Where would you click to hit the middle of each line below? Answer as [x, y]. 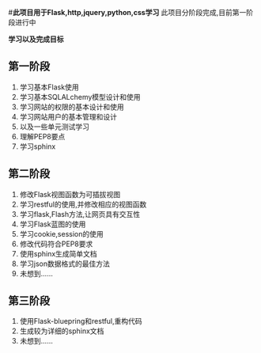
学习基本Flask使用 [49, 87]
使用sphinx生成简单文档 [58, 253]
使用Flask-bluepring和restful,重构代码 [81, 321]
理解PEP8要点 [42, 136]
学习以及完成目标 [36, 39]
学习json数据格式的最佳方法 [65, 264]
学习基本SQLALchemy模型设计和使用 [80, 97]
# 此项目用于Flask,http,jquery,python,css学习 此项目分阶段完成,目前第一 [127, 12]
